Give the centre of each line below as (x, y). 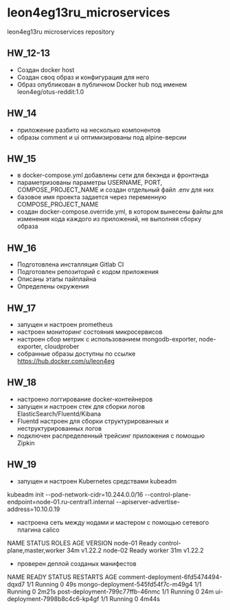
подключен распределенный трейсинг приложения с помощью (111, 436)
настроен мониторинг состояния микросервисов (90, 332)
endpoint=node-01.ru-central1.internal (61, 501)
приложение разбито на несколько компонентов (89, 130)
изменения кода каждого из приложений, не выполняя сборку (109, 219)
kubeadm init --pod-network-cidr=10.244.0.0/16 (75, 494)
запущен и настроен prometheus (65, 325)
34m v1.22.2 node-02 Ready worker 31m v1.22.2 (135, 550)
